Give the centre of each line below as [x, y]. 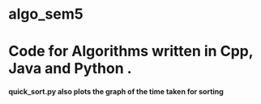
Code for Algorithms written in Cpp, [131, 52]
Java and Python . [70, 69]
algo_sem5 [46, 14]
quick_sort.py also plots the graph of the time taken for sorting [116, 91]
